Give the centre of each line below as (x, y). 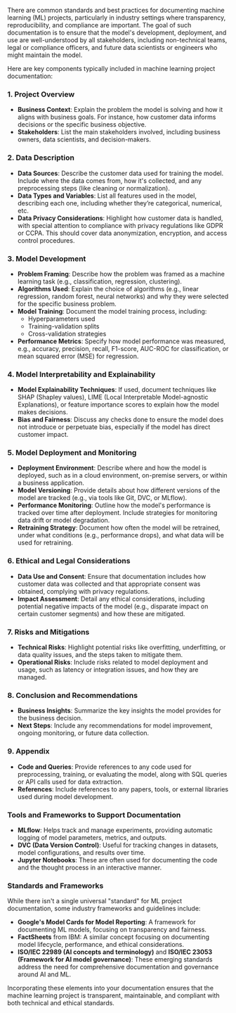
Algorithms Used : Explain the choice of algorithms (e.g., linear (108, 288)
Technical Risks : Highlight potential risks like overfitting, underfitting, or (122, 647)
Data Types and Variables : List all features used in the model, (107, 196)
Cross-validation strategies (67, 333)
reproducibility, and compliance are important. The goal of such (99, 25)
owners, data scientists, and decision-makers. (84, 139)
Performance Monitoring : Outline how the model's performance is (114, 505)
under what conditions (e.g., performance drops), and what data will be (121, 535)
